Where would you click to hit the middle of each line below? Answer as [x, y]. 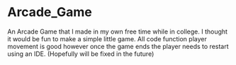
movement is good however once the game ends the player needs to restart [118, 46]
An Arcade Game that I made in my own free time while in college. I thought [118, 31]
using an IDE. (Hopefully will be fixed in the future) [81, 54]
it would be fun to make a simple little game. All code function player [107, 38]
